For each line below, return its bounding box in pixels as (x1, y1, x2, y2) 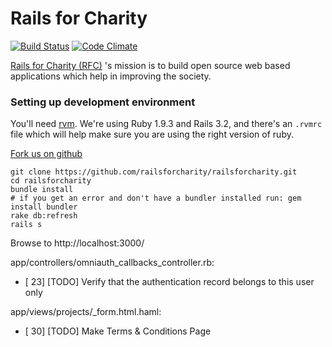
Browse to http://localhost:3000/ (10, 237, 145, 249)
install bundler (10, 202, 78, 212)
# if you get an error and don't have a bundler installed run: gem (10, 193, 302, 204)
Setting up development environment (10, 95, 196, 109)
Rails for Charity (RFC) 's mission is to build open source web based (10, 59, 291, 71)
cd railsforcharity (10, 176, 92, 186)
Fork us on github (10, 148, 83, 160)
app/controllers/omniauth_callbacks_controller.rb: (10, 257, 215, 269)
